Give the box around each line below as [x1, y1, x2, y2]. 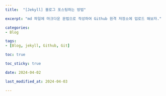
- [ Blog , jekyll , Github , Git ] [5, 43, 70, 48]
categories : [5, 25, 30, 30]
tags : [5, 39, 16, 44]
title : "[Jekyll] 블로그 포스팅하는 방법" [5, 7, 86, 12]
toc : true [5, 52, 26, 57]
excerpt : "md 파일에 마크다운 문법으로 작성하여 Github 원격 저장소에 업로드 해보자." [5, 16, 162, 21]
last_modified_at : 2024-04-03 [5, 79, 68, 84]
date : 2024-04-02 [5, 70, 41, 75]
